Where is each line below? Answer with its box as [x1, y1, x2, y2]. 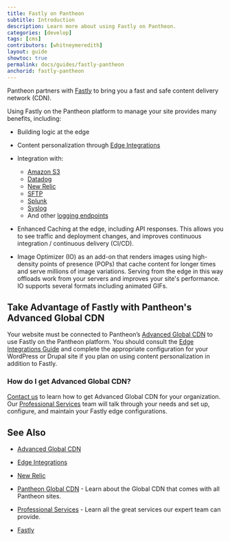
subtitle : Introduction [7, 16, 76, 23]
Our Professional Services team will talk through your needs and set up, [7, 400, 210, 408]
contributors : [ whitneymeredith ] [7, 42, 103, 49]
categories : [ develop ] [7, 29, 72, 36]
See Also [7, 427, 46, 438]
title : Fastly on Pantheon [7, 10, 84, 17]
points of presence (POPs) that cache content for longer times [40, 260, 216, 268]
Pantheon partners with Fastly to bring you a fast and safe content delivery [7, 87, 219, 95]
